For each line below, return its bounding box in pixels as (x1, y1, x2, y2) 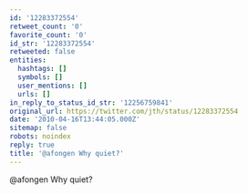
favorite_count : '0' (9, 30, 88, 39)
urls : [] (17, 89, 51, 98)
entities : (9, 56, 47, 65)
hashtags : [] (17, 65, 67, 74)
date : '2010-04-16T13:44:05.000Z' (9, 115, 141, 124)
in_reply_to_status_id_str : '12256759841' (9, 97, 173, 107)
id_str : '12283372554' (9, 38, 96, 48)
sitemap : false (9, 124, 67, 133)
